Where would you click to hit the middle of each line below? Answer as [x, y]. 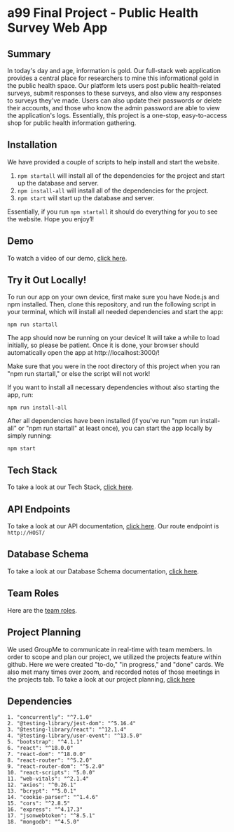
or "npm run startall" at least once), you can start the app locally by [115, 428]
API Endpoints [39, 509]
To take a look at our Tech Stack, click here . [70, 487]
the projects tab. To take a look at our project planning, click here [101, 679]
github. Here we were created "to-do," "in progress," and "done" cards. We [116, 664]
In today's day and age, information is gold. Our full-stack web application [114, 71]
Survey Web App [57, 28]
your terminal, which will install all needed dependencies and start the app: [115, 312]
